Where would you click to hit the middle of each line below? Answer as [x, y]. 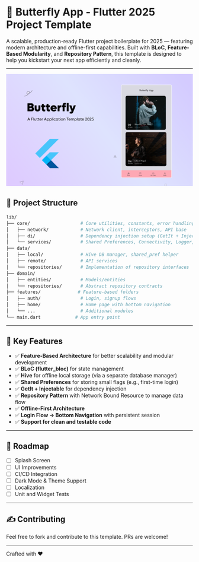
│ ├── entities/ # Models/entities [66, 280]
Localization [30, 487]
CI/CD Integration [36, 474]
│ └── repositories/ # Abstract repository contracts [84, 286]
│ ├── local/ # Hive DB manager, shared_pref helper [92, 255]
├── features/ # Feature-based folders [73, 292]
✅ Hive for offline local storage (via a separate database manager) [96, 375]
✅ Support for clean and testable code [63, 421]
